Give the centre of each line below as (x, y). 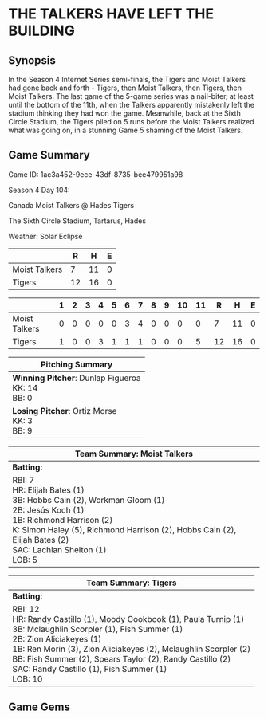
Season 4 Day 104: (39, 190)
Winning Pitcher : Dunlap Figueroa (77, 378)
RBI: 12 (26, 609)
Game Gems (39, 707)
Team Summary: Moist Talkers (134, 454)
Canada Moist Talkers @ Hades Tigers (71, 205)
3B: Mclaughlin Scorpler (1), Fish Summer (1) (98, 629)
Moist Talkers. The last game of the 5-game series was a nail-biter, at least (131, 96)
